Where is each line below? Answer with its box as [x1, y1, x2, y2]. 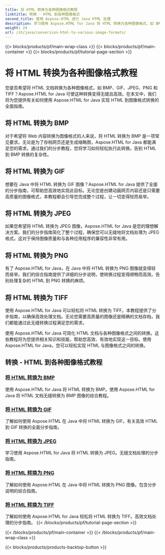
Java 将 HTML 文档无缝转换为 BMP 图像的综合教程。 [5, 392, 111, 399]
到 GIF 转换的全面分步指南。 [5, 424, 62, 430]
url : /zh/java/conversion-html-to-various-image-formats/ [5, 30, 126, 35]
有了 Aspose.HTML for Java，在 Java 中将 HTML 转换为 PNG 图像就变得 [5, 265, 152, 271]
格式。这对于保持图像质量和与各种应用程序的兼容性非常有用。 [5, 236, 130, 242]
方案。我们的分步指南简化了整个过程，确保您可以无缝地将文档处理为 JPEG [9, 229, 160, 235]
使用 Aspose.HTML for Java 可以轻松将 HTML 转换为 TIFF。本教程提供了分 [5, 308, 157, 313]
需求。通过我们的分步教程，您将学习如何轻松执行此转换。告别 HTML [18, 145, 156, 151]
